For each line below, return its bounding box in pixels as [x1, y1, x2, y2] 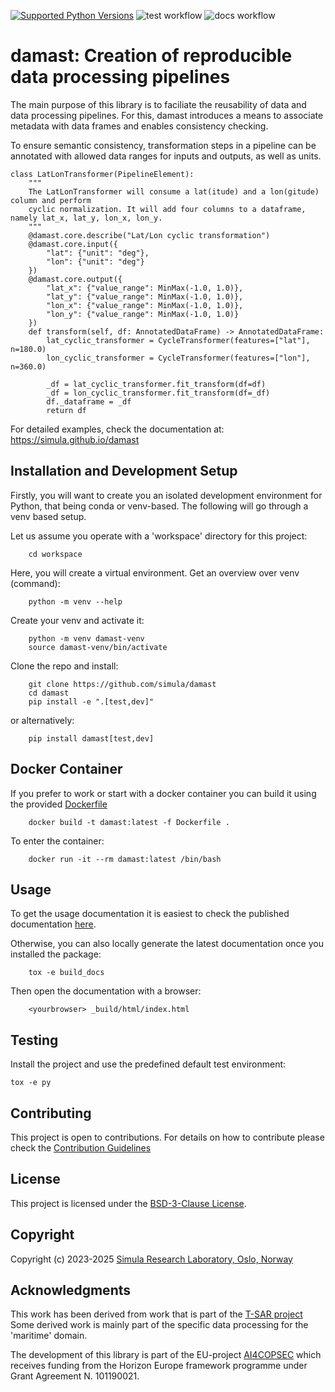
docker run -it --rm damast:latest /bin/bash [28, 854, 222, 864]
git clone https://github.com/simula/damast [28, 679, 217, 689]
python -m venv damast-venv [28, 633, 145, 644]
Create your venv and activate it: [10, 614, 145, 626]
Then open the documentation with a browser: [10, 985, 202, 997]
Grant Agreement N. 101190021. [10, 1370, 140, 1382]
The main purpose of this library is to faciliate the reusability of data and [10, 98, 307, 110]
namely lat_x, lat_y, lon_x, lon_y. [10, 213, 163, 223]
